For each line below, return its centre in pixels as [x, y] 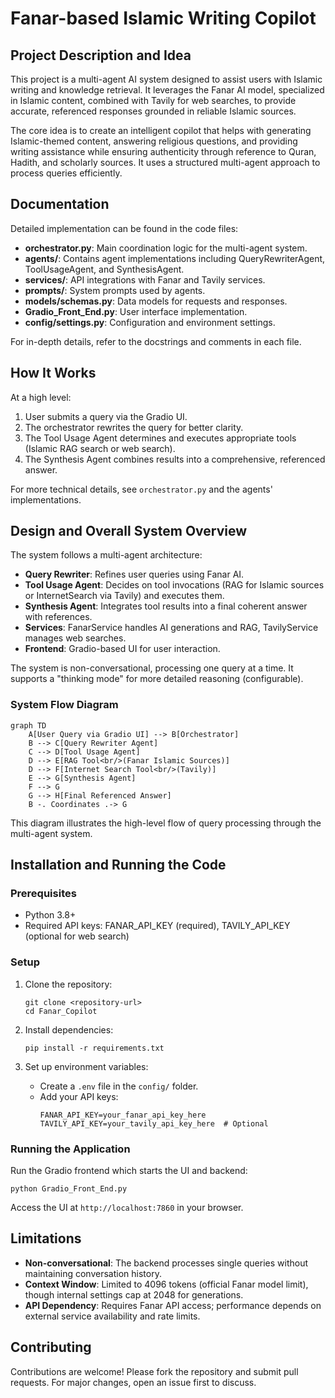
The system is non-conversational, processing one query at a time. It [152, 668]
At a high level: [41, 397]
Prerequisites [43, 894]
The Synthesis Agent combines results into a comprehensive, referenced [175, 459]
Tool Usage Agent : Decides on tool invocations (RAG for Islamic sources [174, 585]
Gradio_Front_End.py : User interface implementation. [136, 311]
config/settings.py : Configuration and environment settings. [150, 322]
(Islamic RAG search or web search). [100, 448]
